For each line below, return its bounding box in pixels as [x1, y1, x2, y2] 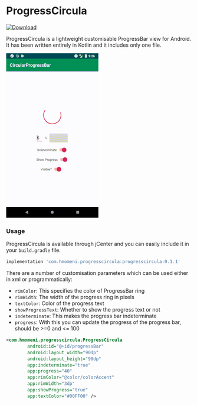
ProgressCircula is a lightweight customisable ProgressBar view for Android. [6, 35, 192, 42]
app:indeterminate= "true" [27, 362, 91, 368]
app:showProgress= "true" [27, 387, 88, 393]
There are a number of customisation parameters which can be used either [6, 270, 189, 277]
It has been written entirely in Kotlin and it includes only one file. [6, 41, 162, 48]
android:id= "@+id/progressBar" [27, 343, 104, 349]
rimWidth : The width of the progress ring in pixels [14, 294, 134, 301]
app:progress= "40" [27, 368, 73, 374]
